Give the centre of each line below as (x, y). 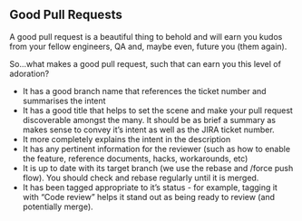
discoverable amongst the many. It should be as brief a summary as (149, 120)
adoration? (29, 73)
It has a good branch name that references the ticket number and (144, 91)
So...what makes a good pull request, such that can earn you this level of (145, 63)
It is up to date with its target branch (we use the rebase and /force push (158, 168)
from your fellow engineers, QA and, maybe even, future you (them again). (148, 46)
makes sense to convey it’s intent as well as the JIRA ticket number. (148, 130)
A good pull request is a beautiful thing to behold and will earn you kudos (146, 36)
